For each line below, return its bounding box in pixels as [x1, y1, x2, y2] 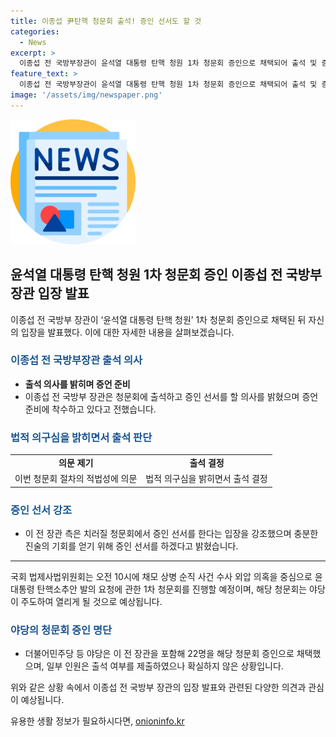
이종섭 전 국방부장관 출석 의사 [10, 353, 143, 367]
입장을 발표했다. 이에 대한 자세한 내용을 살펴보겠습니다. [20, 326, 235, 338]
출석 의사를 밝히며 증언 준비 [24, 378, 131, 390]
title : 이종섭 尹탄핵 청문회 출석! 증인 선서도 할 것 [10, 16, 202, 26]
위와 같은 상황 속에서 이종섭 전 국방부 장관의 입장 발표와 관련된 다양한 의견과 [10, 681, 307, 694]
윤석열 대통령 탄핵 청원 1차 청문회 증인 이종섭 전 [10, 266, 283, 284]
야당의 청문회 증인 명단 [10, 623, 113, 637]
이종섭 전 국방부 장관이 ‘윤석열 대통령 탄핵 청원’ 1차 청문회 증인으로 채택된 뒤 [10, 313, 307, 325]
